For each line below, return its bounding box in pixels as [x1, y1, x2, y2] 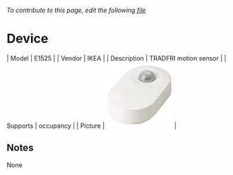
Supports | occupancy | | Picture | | [6, 121, 177, 130]
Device [6, 31, 49, 47]
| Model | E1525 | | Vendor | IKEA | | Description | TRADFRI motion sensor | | [6, 54, 227, 62]
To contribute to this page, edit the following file [6, 6, 146, 14]
